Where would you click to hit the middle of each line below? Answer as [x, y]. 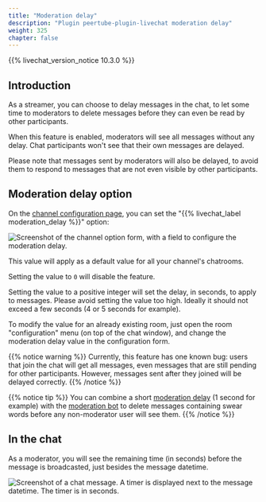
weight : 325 [28, 30]
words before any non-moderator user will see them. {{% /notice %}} [121, 414]
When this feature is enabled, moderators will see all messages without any [132, 137]
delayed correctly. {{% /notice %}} [65, 382]
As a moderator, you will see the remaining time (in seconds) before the [125, 458]
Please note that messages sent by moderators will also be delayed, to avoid [133, 161]
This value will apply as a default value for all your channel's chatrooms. [126, 261]
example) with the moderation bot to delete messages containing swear [125, 406]
